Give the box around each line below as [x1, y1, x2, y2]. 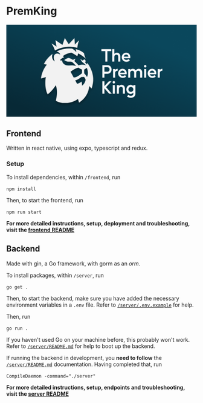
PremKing [6, 4, 57, 18]
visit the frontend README [6, 226, 75, 233]
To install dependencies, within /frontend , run [6, 173, 121, 181]
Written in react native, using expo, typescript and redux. [6, 144, 148, 152]
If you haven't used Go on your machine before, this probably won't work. [6, 336, 190, 343]
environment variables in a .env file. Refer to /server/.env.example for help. [6, 301, 195, 308]
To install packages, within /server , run [6, 271, 105, 279]
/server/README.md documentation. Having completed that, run [6, 361, 162, 368]
